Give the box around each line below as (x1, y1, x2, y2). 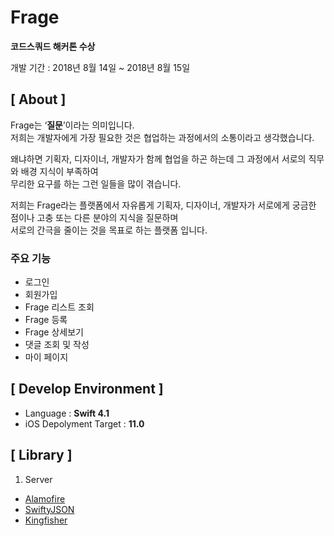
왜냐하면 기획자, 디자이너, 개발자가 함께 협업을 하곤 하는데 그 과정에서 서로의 (10, 152, 307, 165)
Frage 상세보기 (24, 326, 84, 338)
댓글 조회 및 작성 (24, 339, 90, 351)
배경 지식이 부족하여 (20, 165, 99, 177)
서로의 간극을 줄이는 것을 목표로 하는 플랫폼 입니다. (10, 224, 208, 236)
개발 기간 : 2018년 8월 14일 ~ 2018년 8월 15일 (10, 61, 191, 73)
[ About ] (10, 91, 67, 108)
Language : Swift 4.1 (24, 407, 110, 419)
